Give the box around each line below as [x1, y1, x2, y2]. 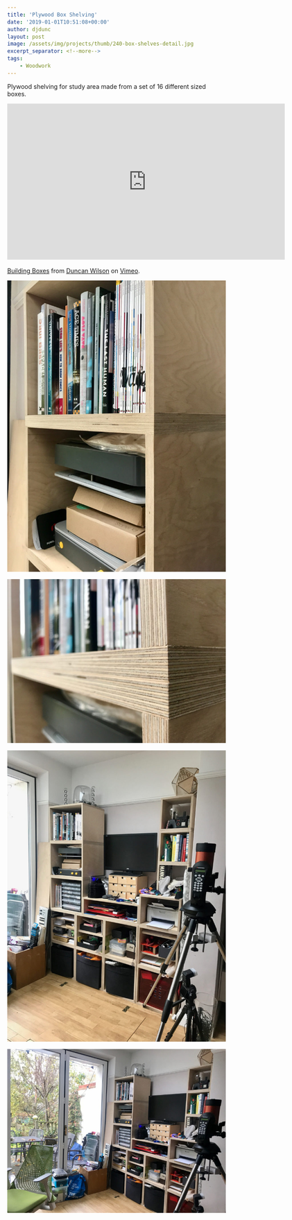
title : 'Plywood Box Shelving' [7, 11, 98, 18]
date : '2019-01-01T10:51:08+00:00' [7, 18, 110, 26]
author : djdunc [7, 26, 51, 33]
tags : [7, 55, 23, 62]
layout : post [7, 33, 45, 40]
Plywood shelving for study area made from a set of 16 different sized [7, 82, 207, 90]
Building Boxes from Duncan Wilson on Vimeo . [7, 266, 140, 275]
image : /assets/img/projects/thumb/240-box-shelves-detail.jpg [7, 40, 194, 48]
